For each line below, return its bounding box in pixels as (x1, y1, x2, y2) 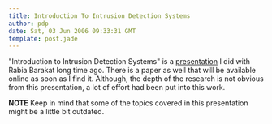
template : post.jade (8, 34, 79, 43)
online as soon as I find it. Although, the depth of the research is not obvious (8, 74, 264, 83)
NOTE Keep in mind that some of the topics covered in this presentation (8, 98, 249, 108)
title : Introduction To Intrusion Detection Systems (8, 11, 191, 20)
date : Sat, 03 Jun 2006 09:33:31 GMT (8, 27, 136, 35)
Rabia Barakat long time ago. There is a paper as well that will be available (8, 66, 256, 75)
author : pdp (8, 19, 49, 28)
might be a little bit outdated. (8, 107, 105, 117)
